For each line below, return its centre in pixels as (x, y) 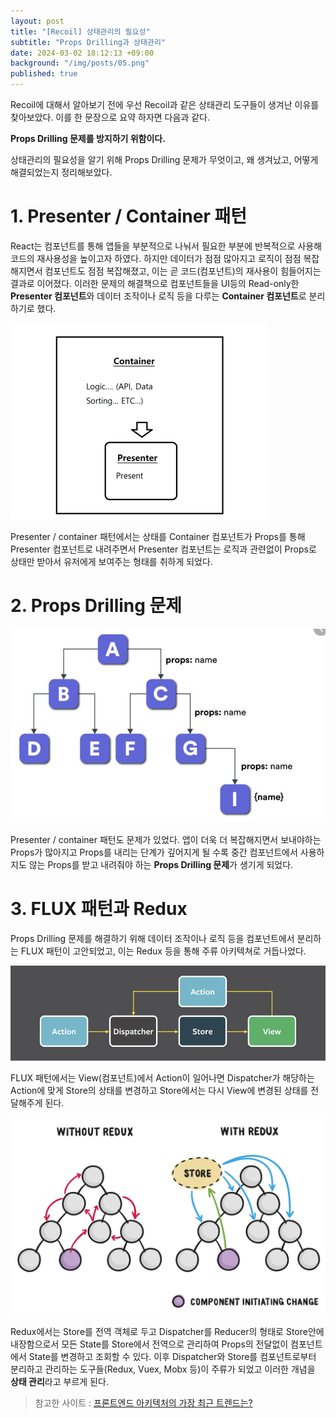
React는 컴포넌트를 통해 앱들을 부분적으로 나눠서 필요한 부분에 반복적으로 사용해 (166, 246)
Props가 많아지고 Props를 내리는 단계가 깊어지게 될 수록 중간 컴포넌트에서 (154, 852)
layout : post (37, 21)
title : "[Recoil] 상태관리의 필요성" (80, 31)
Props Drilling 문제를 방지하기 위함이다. (88, 138)
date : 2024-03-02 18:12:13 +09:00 (82, 53)
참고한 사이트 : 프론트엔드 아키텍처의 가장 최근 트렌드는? (143, 1403)
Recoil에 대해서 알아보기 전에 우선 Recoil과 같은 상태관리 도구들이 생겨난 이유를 (165, 104)
